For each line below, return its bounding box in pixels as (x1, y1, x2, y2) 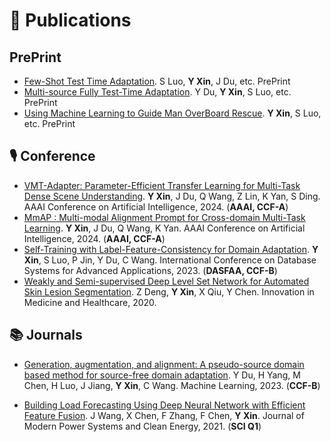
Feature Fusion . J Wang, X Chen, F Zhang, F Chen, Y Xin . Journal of (23, 409, 305, 421)
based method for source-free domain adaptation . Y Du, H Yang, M (23, 369, 301, 381)
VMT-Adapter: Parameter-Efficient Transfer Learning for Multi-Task (23, 179, 301, 191)
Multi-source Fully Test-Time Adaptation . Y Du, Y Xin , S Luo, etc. (23, 86, 292, 98)
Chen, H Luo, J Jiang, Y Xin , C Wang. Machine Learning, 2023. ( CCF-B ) (23, 379, 321, 391)
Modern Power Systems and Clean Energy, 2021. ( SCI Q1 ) (23, 420, 262, 432)
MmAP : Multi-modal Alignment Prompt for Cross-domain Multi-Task (23, 211, 306, 223)
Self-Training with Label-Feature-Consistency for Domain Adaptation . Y (23, 243, 319, 255)
